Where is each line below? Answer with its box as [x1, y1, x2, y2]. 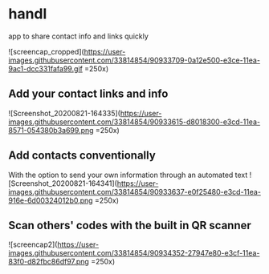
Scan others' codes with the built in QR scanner [8, 218, 251, 232]
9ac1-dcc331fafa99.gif [8, 63, 83, 73]
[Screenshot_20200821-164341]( [8, 178, 118, 188]
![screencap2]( [8, 240, 58, 249]
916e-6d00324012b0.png [8, 195, 94, 205]
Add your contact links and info [8, 87, 169, 101]
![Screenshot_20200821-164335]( [8, 108, 120, 118]
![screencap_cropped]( [8, 46, 84, 56]
